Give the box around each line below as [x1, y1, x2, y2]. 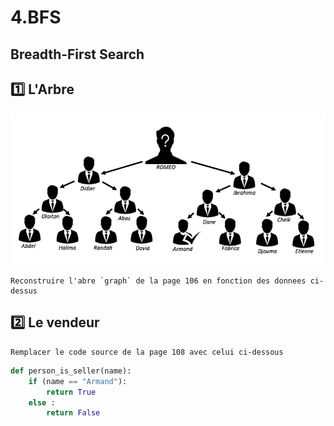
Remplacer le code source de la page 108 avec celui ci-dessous [10, 347, 284, 357]
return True [46, 387, 97, 397]
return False [46, 408, 101, 418]
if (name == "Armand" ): [28, 376, 128, 386]
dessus [10, 286, 38, 296]
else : [28, 397, 56, 408]
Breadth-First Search [10, 46, 145, 63]
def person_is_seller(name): [10, 366, 132, 376]
